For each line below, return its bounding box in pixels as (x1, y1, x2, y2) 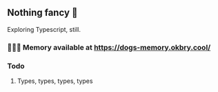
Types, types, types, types (17, 77, 93, 85)
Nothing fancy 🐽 (7, 7, 78, 19)
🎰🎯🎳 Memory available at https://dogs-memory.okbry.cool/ (7, 42, 211, 52)
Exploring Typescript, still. (7, 25, 81, 33)
